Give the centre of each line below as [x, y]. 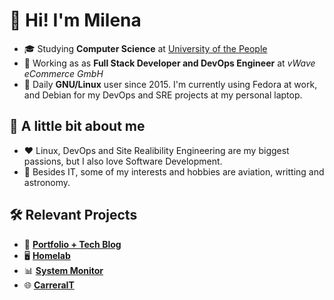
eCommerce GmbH [63, 73]
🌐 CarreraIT [49, 285]
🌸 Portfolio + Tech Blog [72, 244]
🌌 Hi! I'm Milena [75, 20]
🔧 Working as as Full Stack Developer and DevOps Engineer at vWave [169, 63]
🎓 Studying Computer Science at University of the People [145, 48]
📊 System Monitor [63, 270]
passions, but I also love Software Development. [123, 161]
